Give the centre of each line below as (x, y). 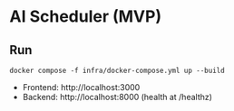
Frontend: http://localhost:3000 (81, 87)
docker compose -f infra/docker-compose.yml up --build (117, 70)
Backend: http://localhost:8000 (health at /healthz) (117, 97)
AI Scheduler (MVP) (85, 17)
